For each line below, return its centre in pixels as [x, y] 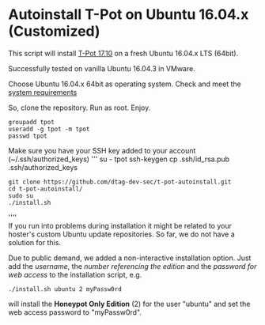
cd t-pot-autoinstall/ [45, 189]
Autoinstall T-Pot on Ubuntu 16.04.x [129, 15]
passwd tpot [28, 136]
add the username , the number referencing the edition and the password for [132, 266]
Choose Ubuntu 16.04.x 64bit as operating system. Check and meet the [125, 84]
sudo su [21, 195]
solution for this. [35, 242]
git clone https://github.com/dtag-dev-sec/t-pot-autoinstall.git [120, 182]
